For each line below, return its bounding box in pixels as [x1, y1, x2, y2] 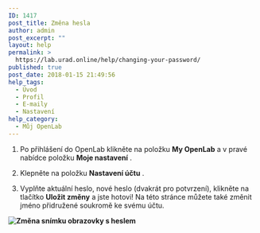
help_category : [8, 115, 59, 123]
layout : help [8, 41, 52, 49]
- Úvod [15, 85, 37, 94]
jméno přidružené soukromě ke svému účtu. [19, 200, 165, 210]
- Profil [15, 93, 45, 101]
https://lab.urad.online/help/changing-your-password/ [15, 56, 201, 64]
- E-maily [15, 100, 48, 108]
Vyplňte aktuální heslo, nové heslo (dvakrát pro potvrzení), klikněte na [19, 184, 249, 193]
